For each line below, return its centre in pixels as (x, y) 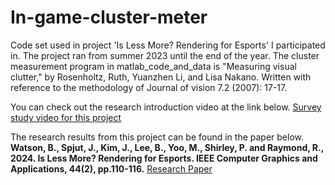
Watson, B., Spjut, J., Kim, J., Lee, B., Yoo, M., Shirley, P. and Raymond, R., (167, 147)
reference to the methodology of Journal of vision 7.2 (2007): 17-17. (149, 87)
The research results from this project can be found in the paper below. (157, 137)
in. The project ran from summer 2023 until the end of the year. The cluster (165, 55)
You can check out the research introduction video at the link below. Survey (166, 107)
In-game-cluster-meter (109, 17)
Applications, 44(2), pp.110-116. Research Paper (111, 168)
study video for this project (66, 117)
